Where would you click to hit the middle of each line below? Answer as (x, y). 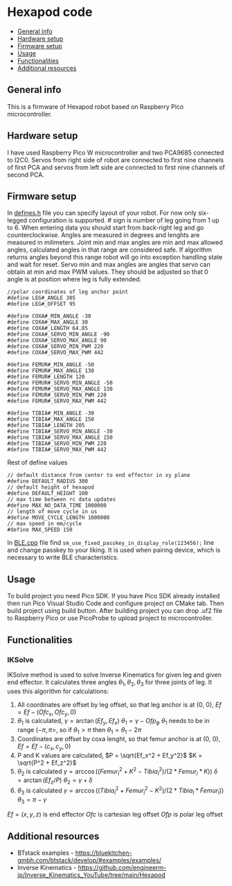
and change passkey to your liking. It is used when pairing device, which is (114, 550)
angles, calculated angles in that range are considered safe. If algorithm (110, 250)
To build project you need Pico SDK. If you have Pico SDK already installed (114, 596)
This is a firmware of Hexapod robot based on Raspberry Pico (96, 106)
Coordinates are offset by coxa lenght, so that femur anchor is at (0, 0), (118, 739)
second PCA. (26, 175)
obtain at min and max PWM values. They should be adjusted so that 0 (108, 272)
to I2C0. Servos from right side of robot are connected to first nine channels (115, 159)
